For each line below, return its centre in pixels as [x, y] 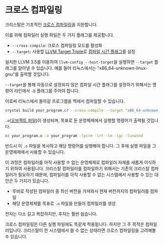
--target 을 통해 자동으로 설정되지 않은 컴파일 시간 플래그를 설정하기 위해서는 [78, 84]
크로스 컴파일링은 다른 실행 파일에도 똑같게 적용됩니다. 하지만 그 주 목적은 [75, 224]
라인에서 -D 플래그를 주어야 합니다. [47, 91]
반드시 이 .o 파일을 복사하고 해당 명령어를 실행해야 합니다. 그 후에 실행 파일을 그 [81, 146]
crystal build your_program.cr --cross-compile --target [64, 110]
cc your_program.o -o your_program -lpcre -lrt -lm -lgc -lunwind [74, 136]
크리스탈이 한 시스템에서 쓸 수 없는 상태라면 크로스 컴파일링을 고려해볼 [90, 230]
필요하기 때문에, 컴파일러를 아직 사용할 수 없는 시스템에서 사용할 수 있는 [86, 174]
